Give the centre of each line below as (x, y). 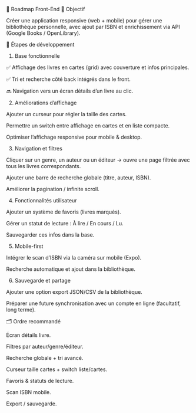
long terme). (21, 309)
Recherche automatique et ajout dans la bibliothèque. (71, 269)
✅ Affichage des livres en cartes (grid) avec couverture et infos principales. (98, 67)
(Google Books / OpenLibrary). (43, 33)
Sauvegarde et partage (42, 281)
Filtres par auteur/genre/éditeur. (45, 346)
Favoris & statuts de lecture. (40, 381)
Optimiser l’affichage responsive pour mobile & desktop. (74, 137)
